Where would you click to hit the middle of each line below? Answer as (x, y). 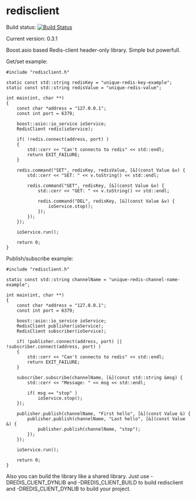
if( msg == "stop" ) (52, 393)
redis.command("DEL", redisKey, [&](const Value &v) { (106, 201)
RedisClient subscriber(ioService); (62, 331)
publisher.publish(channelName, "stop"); (89, 429)
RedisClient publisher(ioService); (60, 326)
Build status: (21, 27)
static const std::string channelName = (57, 279)
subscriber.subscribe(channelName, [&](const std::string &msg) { (100, 377)
